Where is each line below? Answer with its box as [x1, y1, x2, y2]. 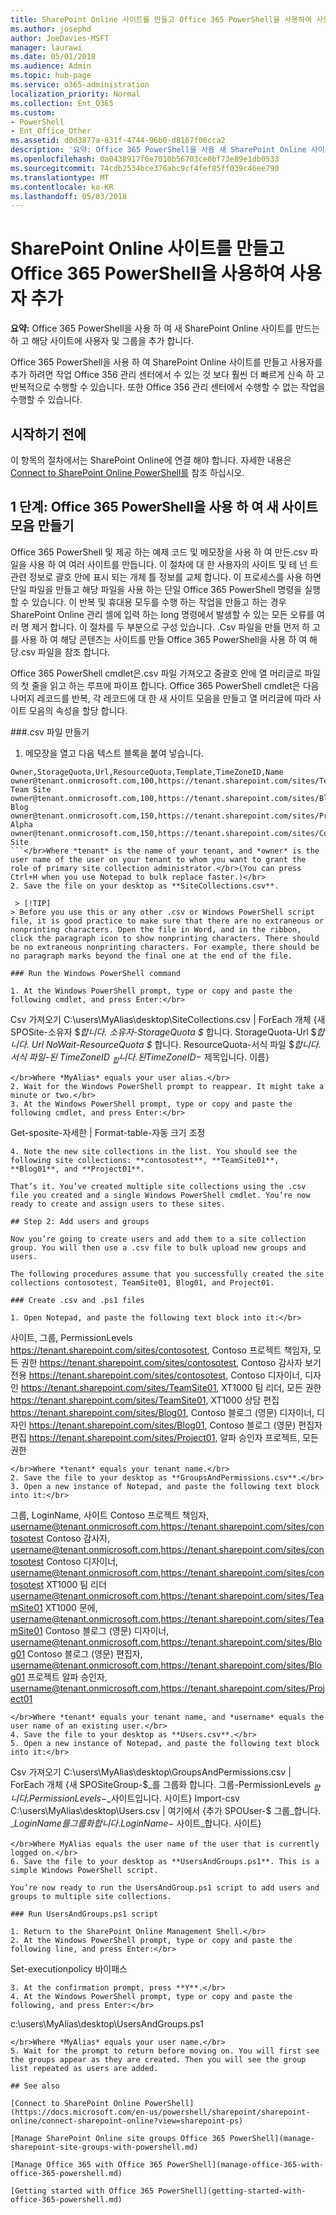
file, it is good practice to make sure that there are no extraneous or [10, 916, 325, 926]
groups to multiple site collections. [10, 1892, 172, 1902]
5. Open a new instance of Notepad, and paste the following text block [10, 1738, 320, 1748]
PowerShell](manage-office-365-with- [166, 2160, 325, 2170]
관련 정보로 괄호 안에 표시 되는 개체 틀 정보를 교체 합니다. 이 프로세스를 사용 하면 [10, 571, 322, 583]
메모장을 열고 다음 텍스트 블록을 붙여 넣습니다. [24, 747, 205, 759]
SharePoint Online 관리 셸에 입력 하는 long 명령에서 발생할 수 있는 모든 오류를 [10, 608, 315, 620]
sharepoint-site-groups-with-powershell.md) [10, 2142, 199, 2153]
